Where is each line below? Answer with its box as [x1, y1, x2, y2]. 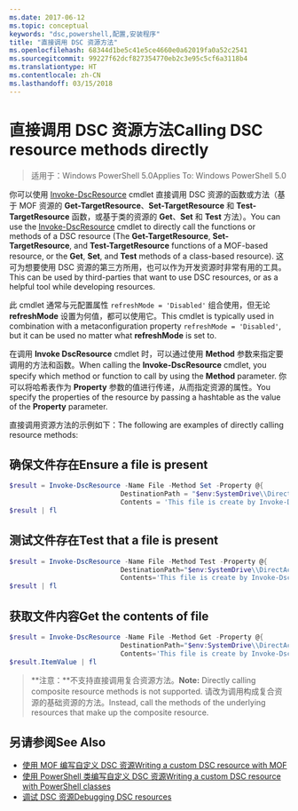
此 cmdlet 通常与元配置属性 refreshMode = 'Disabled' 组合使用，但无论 [9, 299, 271, 310]
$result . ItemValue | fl [9, 657, 98, 666]
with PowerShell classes [21, 781, 111, 791]
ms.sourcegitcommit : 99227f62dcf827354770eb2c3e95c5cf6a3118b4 [9, 54, 248, 63]
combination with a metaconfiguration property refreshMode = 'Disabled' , [9, 321, 282, 331]
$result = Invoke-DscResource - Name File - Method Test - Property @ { [9, 557, 268, 566]
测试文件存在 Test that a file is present [9, 533, 219, 548]
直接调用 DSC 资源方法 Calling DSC [9, 120, 263, 140]
